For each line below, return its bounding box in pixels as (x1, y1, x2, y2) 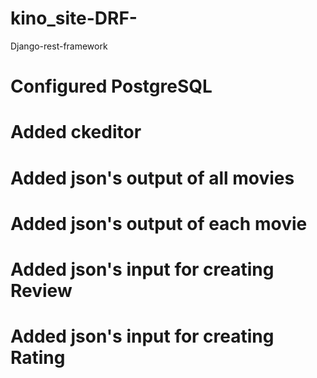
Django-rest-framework (10, 40, 108, 52)
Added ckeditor (10, 121, 142, 144)
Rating (10, 347, 66, 369)
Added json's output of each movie (10, 212, 308, 235)
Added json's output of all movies (10, 167, 295, 189)
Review (10, 279, 73, 302)
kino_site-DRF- (10, 7, 138, 30)
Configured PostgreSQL (10, 75, 213, 98)
